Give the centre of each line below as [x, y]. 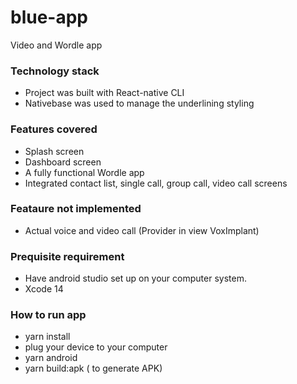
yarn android [51, 358]
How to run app [48, 315]
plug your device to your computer [96, 347]
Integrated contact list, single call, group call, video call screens [156, 183]
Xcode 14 [44, 289]
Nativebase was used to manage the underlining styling [139, 103]
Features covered [54, 129]
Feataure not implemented [76, 209]
